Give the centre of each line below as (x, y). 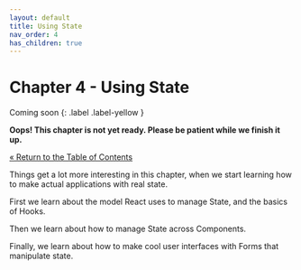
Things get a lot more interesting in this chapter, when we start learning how (151, 175)
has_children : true (46, 43)
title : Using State (46, 26)
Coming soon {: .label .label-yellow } (77, 113)
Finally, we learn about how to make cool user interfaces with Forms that (144, 247)
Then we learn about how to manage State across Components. (128, 229)
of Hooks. (27, 211)
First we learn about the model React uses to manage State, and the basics (149, 202)
